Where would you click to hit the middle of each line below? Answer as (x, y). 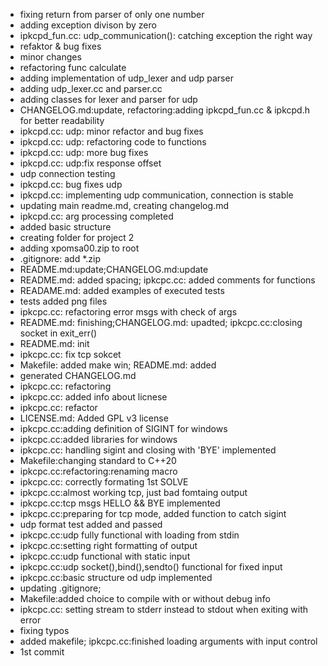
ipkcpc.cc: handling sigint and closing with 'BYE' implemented (148, 450)
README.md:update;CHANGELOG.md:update (114, 269)
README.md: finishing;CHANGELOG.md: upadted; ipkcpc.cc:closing (161, 322)
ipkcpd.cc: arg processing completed (96, 216)
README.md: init (54, 343)
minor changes (50, 57)
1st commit (42, 652)
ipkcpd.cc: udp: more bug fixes (84, 152)
